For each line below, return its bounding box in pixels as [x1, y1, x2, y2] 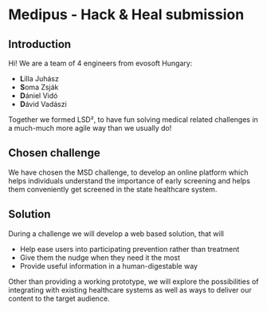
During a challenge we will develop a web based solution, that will [8, 229, 225, 238]
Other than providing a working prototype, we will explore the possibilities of [8, 277, 259, 286]
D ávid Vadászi [19, 100, 68, 108]
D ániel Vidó [19, 91, 58, 100]
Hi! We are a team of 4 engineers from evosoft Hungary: [8, 58, 193, 68]
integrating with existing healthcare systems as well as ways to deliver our [8, 285, 253, 294]
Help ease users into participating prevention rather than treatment [19, 244, 240, 254]
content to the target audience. [8, 293, 110, 303]
